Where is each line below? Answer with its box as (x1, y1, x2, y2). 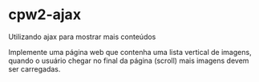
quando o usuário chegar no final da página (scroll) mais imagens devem (8, 56, 249, 65)
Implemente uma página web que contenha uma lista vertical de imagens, (8, 47, 252, 57)
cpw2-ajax (8, 6, 82, 24)
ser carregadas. (8, 64, 61, 73)
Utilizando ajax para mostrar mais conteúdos (8, 32, 156, 41)
